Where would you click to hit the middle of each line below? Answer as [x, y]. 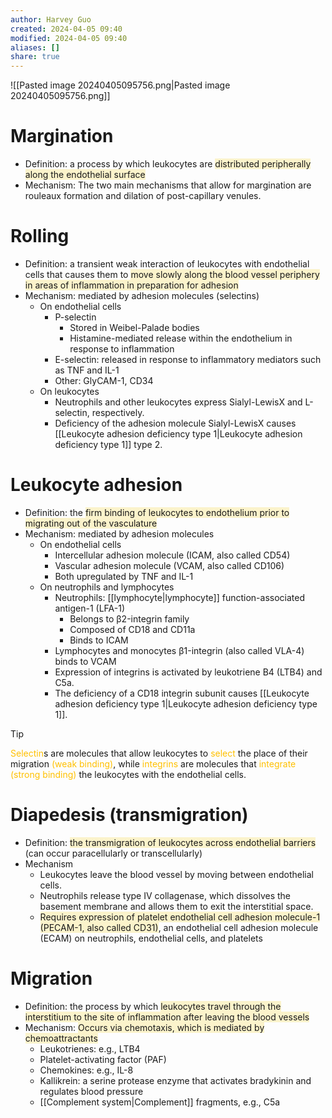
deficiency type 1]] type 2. [108, 444]
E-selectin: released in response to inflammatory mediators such [188, 359]
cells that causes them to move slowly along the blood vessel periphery [172, 274]
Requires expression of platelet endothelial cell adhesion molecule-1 [180, 917]
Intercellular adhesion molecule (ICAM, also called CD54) [172, 555]
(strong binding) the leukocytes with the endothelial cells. [128, 774]
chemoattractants [61, 1038]
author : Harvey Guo [51, 19]
